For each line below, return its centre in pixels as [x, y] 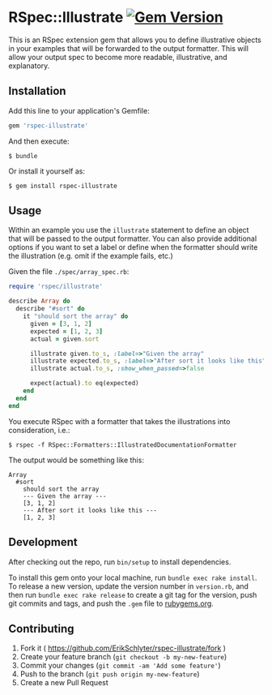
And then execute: [39, 141]
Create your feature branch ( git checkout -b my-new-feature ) [123, 657]
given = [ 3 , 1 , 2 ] [61, 324]
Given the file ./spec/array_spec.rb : [69, 272]
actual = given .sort [64, 339]
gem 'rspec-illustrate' [49, 126]
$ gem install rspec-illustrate [63, 186]
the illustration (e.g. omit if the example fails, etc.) [91, 256]
